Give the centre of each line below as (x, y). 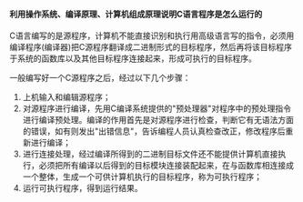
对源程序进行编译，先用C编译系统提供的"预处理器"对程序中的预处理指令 (157, 108)
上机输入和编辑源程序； (66, 97)
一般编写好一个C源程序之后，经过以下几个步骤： (100, 78)
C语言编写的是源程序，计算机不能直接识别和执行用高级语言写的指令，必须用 (152, 35)
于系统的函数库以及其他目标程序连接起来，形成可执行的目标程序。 (133, 58)
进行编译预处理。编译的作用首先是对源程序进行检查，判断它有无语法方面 (158, 120)
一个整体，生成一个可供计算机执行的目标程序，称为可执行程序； (142, 177)
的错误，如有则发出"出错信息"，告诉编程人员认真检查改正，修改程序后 (154, 131)
